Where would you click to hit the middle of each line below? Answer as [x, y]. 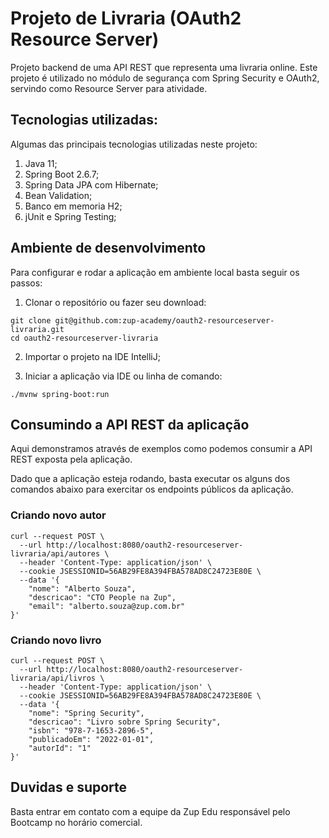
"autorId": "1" [60, 748]
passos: [26, 283]
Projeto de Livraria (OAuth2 [126, 18]
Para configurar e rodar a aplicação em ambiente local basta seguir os [155, 272]
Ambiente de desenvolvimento [108, 248]
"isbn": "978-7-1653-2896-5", [91, 730]
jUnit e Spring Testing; [70, 216]
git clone [31, 320]
